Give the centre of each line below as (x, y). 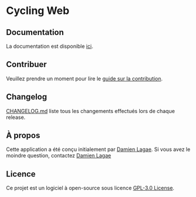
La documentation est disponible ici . (50, 46)
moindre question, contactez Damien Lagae (59, 156)
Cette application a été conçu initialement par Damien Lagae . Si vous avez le (98, 149)
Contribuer (26, 64)
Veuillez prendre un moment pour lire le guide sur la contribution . (84, 78)
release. (16, 117)
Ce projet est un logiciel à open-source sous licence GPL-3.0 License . (90, 188)
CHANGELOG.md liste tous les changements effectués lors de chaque (91, 111)
